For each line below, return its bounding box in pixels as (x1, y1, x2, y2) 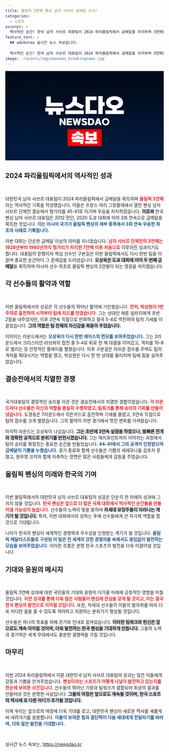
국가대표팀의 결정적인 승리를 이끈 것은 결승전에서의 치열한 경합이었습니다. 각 (5, 399, 154, 405)
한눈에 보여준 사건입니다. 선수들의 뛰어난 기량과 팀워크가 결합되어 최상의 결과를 (5, 684, 159, 690)
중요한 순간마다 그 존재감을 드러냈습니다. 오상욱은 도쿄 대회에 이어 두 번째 (14, 257, 157, 263)
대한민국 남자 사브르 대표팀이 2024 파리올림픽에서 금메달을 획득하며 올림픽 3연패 (5, 195, 164, 202)
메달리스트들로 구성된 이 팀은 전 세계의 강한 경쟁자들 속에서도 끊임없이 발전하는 (10, 536, 163, 542)
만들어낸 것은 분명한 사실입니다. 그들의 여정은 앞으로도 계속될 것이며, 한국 (5, 691, 148, 697)
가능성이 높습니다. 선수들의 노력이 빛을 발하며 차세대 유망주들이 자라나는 (14, 507, 155, 513)
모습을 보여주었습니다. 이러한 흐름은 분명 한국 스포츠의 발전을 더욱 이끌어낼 (5, 543, 152, 549)
